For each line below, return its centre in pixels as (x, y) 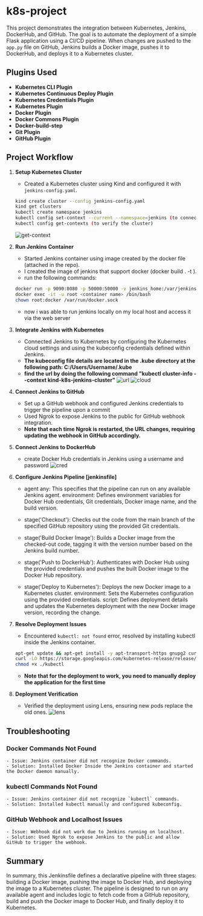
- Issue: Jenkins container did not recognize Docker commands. (89, 761)
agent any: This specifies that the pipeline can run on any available (107, 488)
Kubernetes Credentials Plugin (54, 100)
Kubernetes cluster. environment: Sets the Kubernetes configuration (109, 593)
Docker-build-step (39, 126)
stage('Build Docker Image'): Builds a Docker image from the (99, 537)
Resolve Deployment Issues (50, 624)
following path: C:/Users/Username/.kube (78, 367)
